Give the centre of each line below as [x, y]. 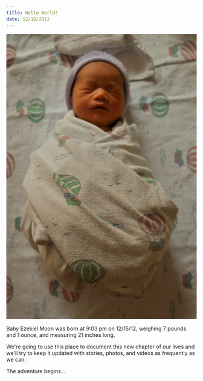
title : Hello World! [32, 13]
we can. [16, 359]
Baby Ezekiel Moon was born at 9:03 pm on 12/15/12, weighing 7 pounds [96, 328]
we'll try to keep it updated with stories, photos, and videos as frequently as [101, 353]
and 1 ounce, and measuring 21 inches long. [61, 335]
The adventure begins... [36, 371]
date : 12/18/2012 [28, 19]
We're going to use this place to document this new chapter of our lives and [101, 347]
